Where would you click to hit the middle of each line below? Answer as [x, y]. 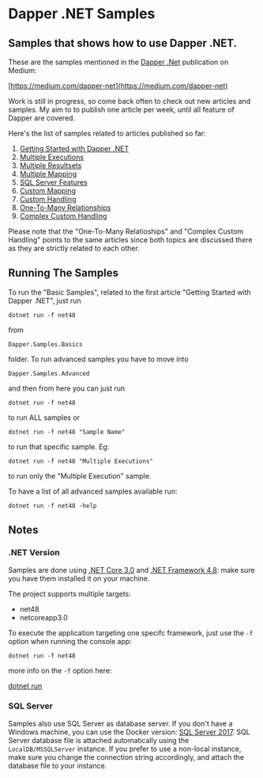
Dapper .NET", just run [45, 300]
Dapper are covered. [42, 118]
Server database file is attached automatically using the [99, 740]
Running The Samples [63, 273]
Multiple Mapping [48, 174]
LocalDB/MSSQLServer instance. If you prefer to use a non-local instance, [125, 749]
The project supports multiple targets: [70, 593]
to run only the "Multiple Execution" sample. [80, 475]
